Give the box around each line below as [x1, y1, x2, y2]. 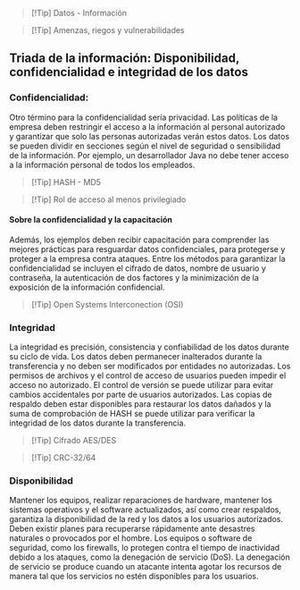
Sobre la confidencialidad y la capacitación [9, 215, 172, 225]
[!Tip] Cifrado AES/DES [30, 435, 117, 446]
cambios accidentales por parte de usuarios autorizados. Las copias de [9, 389, 272, 400]
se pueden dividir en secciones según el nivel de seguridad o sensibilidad [9, 140, 281, 151]
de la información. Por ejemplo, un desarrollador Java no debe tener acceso [9, 149, 289, 160]
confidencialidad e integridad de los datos [9, 64, 248, 80]
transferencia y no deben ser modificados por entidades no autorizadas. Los [9, 361, 291, 372]
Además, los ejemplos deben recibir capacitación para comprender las [9, 234, 270, 245]
